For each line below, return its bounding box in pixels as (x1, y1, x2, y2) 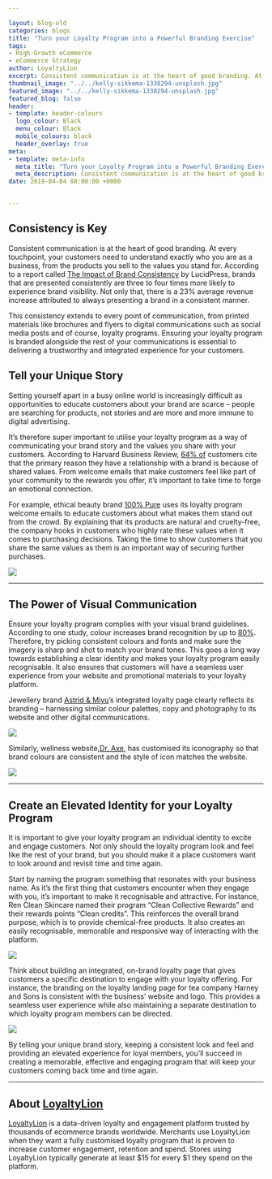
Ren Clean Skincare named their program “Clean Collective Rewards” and (8, 900, 254, 910)
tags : (8, 41, 27, 50)
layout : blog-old (8, 19, 67, 27)
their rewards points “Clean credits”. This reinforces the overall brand (8, 909, 239, 918)
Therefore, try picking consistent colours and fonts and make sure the (8, 637, 241, 646)
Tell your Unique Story (8, 369, 124, 382)
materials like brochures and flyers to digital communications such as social (8, 319, 261, 329)
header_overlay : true (15, 140, 89, 148)
